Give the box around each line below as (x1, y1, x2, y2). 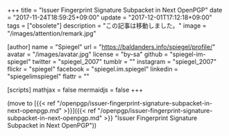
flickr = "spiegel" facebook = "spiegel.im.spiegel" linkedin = (7, 65, 178, 73)
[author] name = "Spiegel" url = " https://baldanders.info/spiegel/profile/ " (7, 43, 216, 51)
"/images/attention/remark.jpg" (7, 29, 96, 37)
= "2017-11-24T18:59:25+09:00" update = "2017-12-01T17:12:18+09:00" (7, 13, 213, 22)
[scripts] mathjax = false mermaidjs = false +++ (7, 86, 144, 94)
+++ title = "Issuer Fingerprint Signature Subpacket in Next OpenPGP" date (7, 6, 223, 14)
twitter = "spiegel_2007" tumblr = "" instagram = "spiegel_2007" (32, 58, 217, 65)
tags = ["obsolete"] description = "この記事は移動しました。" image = (7, 22, 207, 30)
